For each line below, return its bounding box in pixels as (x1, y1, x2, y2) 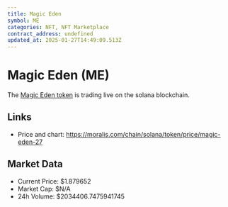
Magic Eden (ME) (7, 67, 110, 84)
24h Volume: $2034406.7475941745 (17, 192, 125, 201)
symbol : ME (7, 17, 40, 24)
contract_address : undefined (7, 30, 93, 38)
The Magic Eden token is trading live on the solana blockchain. (7, 91, 190, 99)
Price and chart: (17, 130, 65, 138)
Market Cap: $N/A (17, 184, 71, 193)
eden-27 (17, 138, 43, 146)
